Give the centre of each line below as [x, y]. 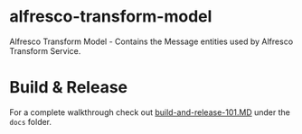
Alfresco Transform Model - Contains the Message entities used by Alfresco [151, 41]
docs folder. [31, 121]
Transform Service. [45, 50]
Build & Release [69, 88]
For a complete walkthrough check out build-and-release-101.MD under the [150, 112]
